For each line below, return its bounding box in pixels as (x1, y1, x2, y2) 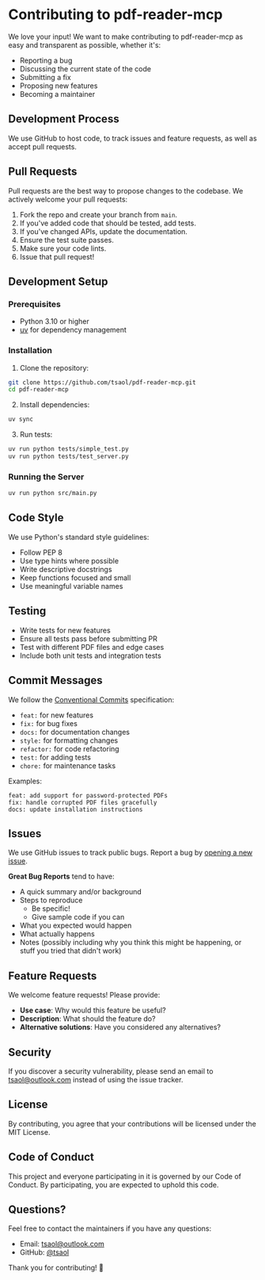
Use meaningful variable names (19, 581, 123, 590)
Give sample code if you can (31, 913, 125, 922)
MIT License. (8, 1127, 51, 1136)
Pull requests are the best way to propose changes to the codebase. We (8, 186, 244, 195)
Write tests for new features (19, 625, 111, 635)
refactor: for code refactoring (19, 744, 120, 753)
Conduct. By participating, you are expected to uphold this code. (8, 1180, 219, 1190)
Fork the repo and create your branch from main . (19, 209, 178, 219)
